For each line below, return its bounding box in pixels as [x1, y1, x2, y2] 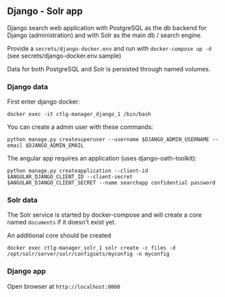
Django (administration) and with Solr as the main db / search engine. [7, 31, 203, 39]
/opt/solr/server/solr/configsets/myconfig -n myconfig [7, 250, 170, 258]
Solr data [7, 195, 38, 205]
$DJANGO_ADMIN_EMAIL [25, 142, 84, 150]
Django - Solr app [7, 5, 83, 17]
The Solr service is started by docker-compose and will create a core [7, 211, 202, 219]
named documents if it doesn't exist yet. [7, 218, 116, 226]
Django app [7, 267, 47, 276]
